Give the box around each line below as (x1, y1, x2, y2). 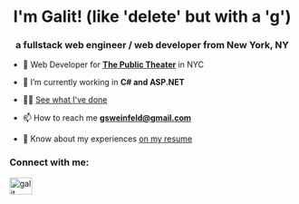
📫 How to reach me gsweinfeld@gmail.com (22, 112, 192, 123)
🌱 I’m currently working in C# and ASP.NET (22, 77, 185, 88)
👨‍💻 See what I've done (22, 94, 108, 105)
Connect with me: (9, 156, 90, 169)
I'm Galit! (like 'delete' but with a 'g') (13, 6, 292, 27)
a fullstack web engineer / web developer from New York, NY (14, 39, 290, 52)
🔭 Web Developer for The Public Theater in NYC (22, 59, 205, 70)
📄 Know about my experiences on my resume (22, 133, 193, 144)
